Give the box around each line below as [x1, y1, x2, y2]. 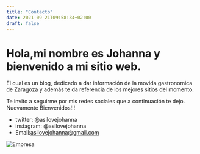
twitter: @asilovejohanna [15, 116, 77, 124]
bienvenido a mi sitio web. [6, 59, 141, 73]
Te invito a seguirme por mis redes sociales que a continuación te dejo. [6, 98, 185, 105]
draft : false [6, 20, 40, 26]
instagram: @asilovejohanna [15, 122, 87, 130]
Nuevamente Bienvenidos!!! [6, 104, 76, 111]
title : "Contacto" [6, 9, 53, 15]
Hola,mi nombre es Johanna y [6, 46, 160, 60]
